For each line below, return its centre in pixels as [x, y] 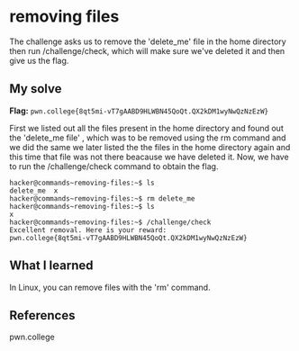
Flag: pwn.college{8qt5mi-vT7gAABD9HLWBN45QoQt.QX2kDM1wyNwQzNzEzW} [139, 111]
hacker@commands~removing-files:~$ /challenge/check [110, 222]
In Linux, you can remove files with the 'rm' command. [110, 287]
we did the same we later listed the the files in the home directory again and [150, 147]
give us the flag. [39, 60]
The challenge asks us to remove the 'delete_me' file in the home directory [148, 41]
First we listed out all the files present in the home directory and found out [146, 128]
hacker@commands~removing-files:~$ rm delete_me [102, 198]
